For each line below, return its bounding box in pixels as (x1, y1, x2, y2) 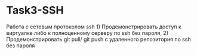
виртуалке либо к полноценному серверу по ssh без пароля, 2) (6, 29, 169, 36)
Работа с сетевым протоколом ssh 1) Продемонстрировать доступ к (6, 23, 182, 30)
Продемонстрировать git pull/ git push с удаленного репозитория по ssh (6, 35, 191, 43)
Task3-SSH (6, 4, 64, 17)
